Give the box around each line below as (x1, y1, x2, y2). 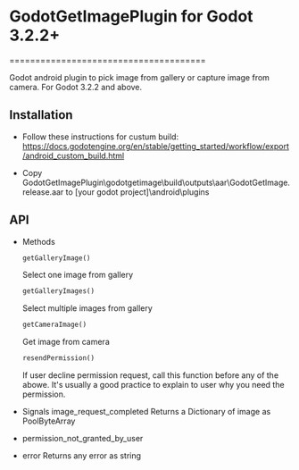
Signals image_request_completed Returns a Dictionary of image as (21, 407, 271, 417)
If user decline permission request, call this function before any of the (21, 370, 279, 381)
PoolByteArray (21, 415, 76, 426)
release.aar (21, 186, 64, 197)
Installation (9, 107, 73, 122)
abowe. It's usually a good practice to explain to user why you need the (21, 380, 285, 390)
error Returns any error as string (21, 450, 141, 461)
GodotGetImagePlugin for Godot (9, 6, 253, 27)
